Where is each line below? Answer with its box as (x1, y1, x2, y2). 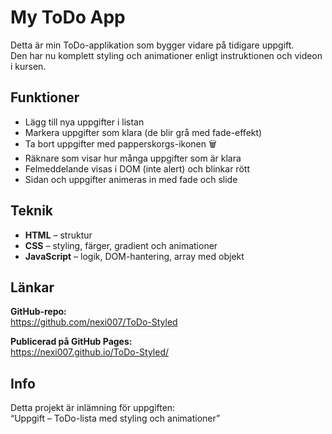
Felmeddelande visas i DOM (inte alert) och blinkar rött (24, 162, 250, 175)
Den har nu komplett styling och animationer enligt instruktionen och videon (10, 49, 323, 61)
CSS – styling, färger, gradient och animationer (24, 239, 218, 251)
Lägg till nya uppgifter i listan (24, 116, 145, 128)
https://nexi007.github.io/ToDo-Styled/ (10, 346, 170, 358)
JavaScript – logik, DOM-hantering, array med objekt (24, 250, 245, 262)
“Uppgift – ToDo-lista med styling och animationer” (10, 412, 221, 425)
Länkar (10, 279, 55, 296)
